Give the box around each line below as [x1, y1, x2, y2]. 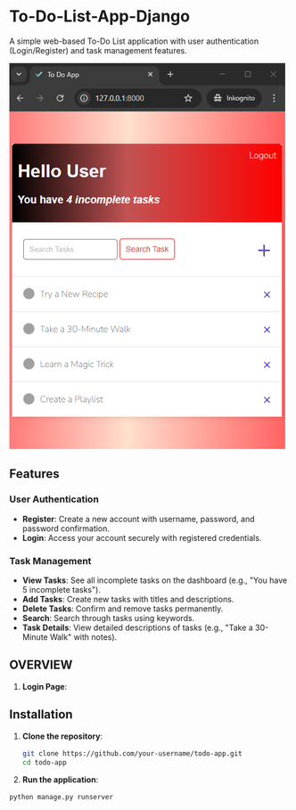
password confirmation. [21, 523, 110, 534]
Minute [21, 631, 48, 642]
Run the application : [21, 774, 99, 785]
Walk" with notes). [49, 631, 118, 642]
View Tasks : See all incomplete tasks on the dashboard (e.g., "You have [21, 575, 288, 585]
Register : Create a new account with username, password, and [21, 513, 256, 524]
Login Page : [21, 681, 68, 691]
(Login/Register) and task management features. [9, 45, 187, 55]
